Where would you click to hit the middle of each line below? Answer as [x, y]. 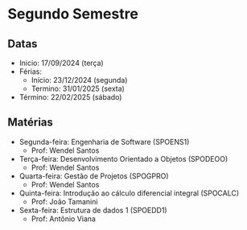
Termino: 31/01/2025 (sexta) [78, 88]
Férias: [30, 72]
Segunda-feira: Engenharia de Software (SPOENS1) [104, 142]
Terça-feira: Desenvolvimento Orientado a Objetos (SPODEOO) [123, 158]
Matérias [31, 123]
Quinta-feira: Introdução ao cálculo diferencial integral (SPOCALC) [129, 193]
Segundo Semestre [73, 14]
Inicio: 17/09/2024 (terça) [61, 63]
